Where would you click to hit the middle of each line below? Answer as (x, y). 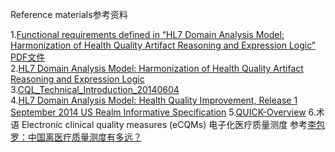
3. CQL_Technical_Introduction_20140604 (95, 89)
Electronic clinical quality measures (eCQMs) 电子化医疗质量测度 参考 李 (169, 124)
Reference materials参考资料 (69, 14)
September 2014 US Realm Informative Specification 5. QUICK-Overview (158, 112)
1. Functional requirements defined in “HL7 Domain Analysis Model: (147, 34)
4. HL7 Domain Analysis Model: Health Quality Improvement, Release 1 (154, 100)
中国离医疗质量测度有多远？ (84, 137)
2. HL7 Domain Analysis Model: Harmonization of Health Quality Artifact (157, 68)
